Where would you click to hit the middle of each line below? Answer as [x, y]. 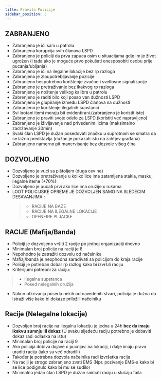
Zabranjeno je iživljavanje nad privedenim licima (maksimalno [73, 123]
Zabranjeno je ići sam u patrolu [43, 46]
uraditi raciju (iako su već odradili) [46, 352]
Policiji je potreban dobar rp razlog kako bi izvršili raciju [67, 264]
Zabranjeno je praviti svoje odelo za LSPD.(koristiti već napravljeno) [80, 118]
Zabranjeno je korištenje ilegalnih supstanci [55, 108]
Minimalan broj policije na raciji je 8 [47, 248]
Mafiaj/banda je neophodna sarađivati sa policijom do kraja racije [77, 259]
